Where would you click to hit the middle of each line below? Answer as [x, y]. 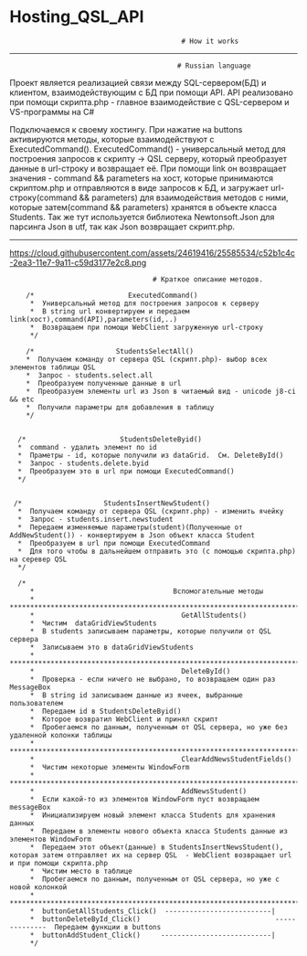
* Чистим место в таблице [81, 871]
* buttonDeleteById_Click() [85, 919]
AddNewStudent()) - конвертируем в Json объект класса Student [132, 535]
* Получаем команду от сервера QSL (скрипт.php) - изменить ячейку [151, 511]
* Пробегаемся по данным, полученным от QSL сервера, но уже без [159, 727]
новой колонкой [38, 887]
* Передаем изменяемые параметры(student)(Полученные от [131, 527]
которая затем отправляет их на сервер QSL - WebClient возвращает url [151, 855]
